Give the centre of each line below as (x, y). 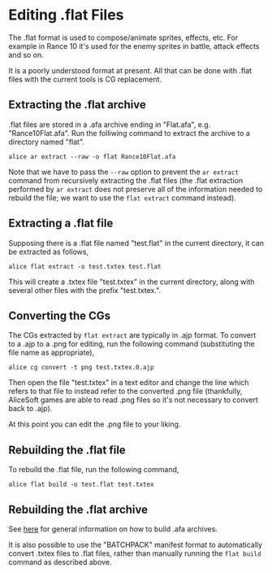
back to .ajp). (30, 409)
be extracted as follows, (49, 252)
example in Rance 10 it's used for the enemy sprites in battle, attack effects (134, 46)
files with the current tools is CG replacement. (85, 79)
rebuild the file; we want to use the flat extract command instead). (123, 198)
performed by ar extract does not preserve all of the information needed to (136, 189)
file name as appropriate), (52, 352)
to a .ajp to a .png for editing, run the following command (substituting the (132, 344)
